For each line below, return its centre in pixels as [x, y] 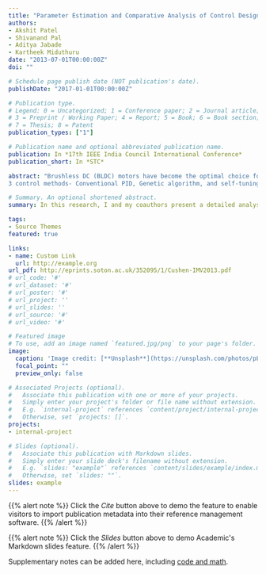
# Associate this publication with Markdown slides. [101, 453]
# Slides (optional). [44, 446]
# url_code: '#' [35, 278]
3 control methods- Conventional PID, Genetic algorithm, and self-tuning [134, 183]
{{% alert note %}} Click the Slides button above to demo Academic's [122, 538]
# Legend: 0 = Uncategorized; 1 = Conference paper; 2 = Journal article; [134, 111]
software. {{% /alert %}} [48, 522]
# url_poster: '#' [38, 293]
